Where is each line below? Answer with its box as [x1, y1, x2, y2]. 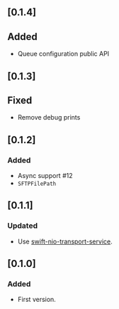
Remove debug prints [17, 113, 81, 122]
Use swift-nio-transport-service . [17, 237, 113, 246]
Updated [7, 221, 38, 231]
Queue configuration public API [17, 50, 110, 58]
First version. [17, 295, 57, 304]
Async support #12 [17, 172, 73, 180]
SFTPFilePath [17, 180, 57, 188]
